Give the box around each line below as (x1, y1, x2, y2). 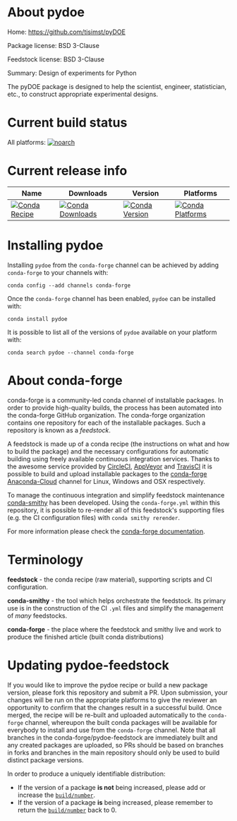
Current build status (7, 114, 128, 131)
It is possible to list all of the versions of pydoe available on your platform (7, 328, 217, 336)
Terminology (7, 552, 83, 567)
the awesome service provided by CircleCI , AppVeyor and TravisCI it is (7, 462, 213, 471)
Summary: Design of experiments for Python (7, 69, 137, 77)
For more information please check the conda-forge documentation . (7, 527, 206, 536)
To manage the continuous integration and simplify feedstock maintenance (7, 490, 225, 499)
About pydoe (7, 4, 85, 20)
